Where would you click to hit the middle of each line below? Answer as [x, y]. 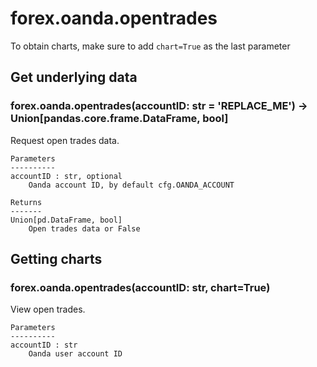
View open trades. [48, 309]
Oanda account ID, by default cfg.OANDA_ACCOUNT [131, 185]
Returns [26, 202]
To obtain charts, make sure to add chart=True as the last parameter [150, 46]
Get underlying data [74, 77]
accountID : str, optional [66, 176]
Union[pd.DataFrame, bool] [66, 220]
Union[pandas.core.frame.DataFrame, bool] [119, 119]
